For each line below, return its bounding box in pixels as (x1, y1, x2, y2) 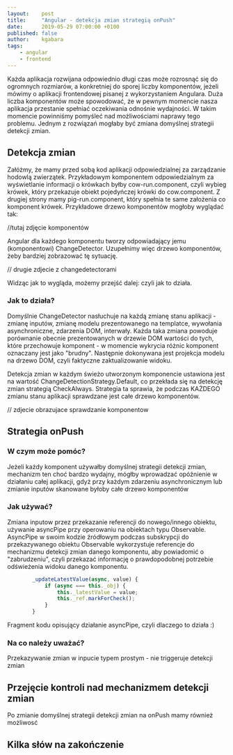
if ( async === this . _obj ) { (44, 582, 127, 589)
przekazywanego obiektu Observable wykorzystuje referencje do (7, 540, 195, 548)
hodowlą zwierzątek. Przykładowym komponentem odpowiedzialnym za (7, 172, 214, 181)
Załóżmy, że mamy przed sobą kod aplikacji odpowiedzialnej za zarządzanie (7, 165, 226, 174)
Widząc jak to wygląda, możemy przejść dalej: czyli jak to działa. (7, 278, 193, 287)
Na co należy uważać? (7, 639, 85, 648)
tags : (7, 43, 23, 49)
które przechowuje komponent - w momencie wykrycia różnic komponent (7, 341, 219, 349)
